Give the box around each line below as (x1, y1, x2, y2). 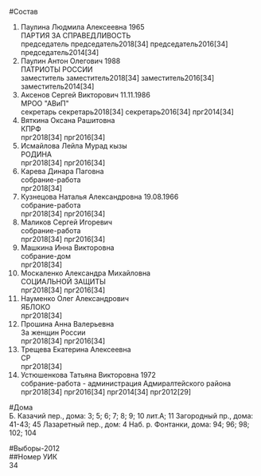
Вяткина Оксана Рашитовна (20, 116, 115, 125)
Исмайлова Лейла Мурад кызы (20, 141, 127, 150)
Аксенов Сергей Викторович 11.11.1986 (20, 90, 150, 99)
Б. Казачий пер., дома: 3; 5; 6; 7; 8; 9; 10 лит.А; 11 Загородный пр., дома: (9, 411, 254, 420)
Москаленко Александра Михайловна (20, 268, 150, 278)
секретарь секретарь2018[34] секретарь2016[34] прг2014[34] (20, 107, 234, 117)
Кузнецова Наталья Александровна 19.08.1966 (20, 192, 179, 201)
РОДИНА (20, 149, 53, 159)
